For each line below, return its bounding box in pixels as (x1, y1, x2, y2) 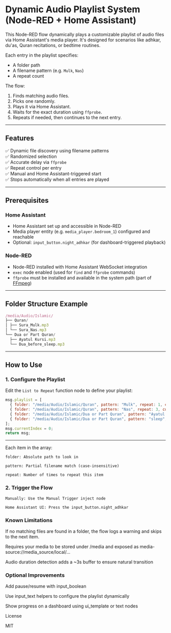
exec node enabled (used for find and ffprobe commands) (12, 269, 135, 275)
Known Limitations (5, 517, 53, 524)
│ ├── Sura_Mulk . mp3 (5, 323, 49, 328)
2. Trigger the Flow (5, 484, 53, 491)
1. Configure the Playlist (5, 376, 65, 383)
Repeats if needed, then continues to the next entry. (12, 114, 122, 121)
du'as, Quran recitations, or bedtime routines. (5, 42, 101, 48)
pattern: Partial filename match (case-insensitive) (5, 463, 120, 468)
